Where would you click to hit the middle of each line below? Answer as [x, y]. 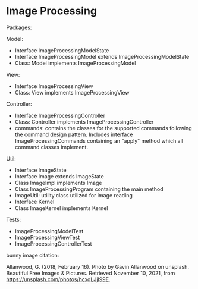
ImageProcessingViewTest [47, 237]
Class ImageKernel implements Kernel [61, 208]
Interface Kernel [34, 202]
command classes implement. [51, 147]
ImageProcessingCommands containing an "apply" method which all [99, 140]
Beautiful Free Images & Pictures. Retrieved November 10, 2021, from [91, 273]
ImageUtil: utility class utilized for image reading [73, 195]
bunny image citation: [33, 255]
